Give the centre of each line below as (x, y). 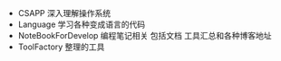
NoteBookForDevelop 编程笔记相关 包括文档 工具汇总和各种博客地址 (145, 35)
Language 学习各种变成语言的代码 (82, 24)
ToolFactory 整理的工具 (61, 47)
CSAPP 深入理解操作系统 (64, 13)
